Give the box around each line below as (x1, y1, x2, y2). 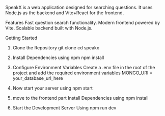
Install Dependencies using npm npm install (12, 54, 104, 61)
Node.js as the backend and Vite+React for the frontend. (5, 10, 124, 16)
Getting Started (5, 35, 38, 41)
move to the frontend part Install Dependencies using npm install (12, 95, 149, 101)
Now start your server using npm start (12, 85, 93, 91)
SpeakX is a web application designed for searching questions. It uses (5, 5, 153, 10)
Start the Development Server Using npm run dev (12, 105, 117, 111)
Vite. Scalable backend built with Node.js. (5, 25, 93, 31)
